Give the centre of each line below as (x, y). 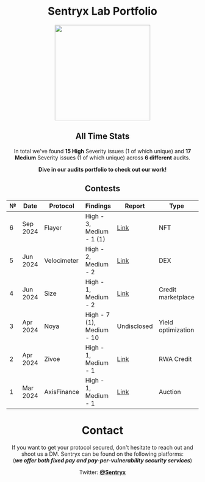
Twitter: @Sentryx (103, 472)
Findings (98, 206)
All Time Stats (103, 137)
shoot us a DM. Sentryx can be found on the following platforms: (103, 454)
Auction (170, 392)
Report (135, 206)
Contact (103, 430)
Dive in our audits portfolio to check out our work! (103, 169)
